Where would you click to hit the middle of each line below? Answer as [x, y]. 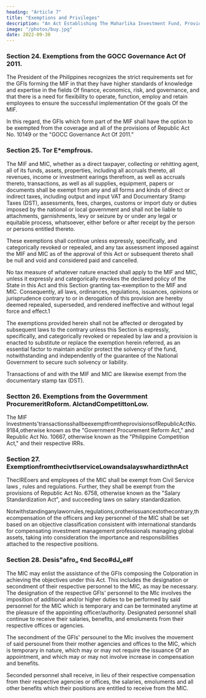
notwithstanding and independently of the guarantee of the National [92, 355]
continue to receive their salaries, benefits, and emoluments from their [95, 618]
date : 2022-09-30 [29, 35]
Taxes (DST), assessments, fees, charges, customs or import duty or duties [102, 203]
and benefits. [23, 663]
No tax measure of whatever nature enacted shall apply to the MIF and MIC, [102, 272]
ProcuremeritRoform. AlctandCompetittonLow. [78, 403]
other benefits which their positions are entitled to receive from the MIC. [97, 688]
